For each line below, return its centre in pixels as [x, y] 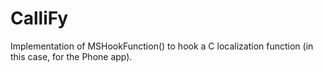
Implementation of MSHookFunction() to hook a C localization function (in [162, 46]
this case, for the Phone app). [71, 56]
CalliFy [39, 18]
